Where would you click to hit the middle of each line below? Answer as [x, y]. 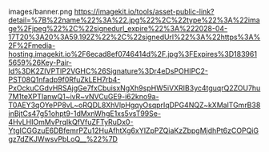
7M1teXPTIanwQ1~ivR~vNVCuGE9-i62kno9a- [84, 96]
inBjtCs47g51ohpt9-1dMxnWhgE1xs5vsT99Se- [85, 114]
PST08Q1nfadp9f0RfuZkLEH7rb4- [64, 80]
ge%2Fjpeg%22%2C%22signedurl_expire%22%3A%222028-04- [118, 28]
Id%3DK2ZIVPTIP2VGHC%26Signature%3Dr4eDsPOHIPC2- [108, 71]
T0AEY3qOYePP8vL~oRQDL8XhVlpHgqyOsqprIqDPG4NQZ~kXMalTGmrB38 [134, 105]
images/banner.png [40, 12]
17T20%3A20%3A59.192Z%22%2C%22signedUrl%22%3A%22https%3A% [134, 37]
